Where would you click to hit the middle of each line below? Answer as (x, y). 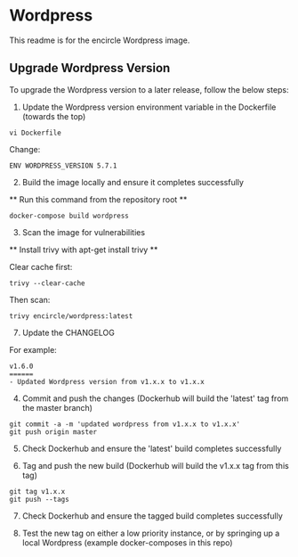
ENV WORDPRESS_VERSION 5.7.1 (63, 166)
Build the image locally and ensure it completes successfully (133, 182)
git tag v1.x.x (37, 491)
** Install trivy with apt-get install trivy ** (84, 250)
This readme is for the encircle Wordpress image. (100, 40)
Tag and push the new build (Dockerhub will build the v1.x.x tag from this (155, 465)
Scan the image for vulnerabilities (83, 232)
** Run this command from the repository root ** (98, 199)
